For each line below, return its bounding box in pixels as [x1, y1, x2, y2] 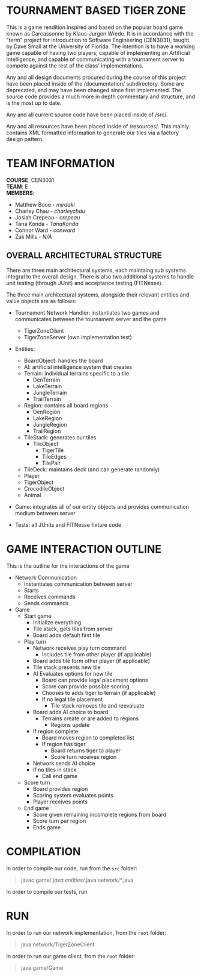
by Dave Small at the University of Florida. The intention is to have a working [6, 43, 195, 50]
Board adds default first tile [32, 631, 101, 639]
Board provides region [32, 785, 88, 793]
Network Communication [14, 574, 77, 581]
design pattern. [6, 135, 44, 142]
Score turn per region [32, 817, 86, 825]
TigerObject [23, 479, 54, 486]
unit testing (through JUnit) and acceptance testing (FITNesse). [6, 279, 163, 286]
